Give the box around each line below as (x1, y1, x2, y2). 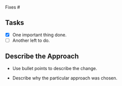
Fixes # (5, 4, 20, 10)
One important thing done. (12, 32, 67, 38)
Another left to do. (12, 37, 50, 43)
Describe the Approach (5, 52, 79, 61)
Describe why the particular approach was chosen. (12, 75, 118, 81)
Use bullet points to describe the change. (12, 65, 97, 71)
